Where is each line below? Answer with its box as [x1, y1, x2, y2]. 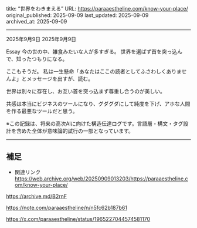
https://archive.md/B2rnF [6, 193, 67, 200]
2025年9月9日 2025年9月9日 [6, 36, 77, 42]
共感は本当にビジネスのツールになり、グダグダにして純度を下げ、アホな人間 [6, 100, 191, 107]
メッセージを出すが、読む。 [26, 75, 94, 82]
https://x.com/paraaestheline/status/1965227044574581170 [6, 215, 151, 222]
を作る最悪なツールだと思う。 [6, 108, 78, 115]
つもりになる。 [31, 55, 68, 62]
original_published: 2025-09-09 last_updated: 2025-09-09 [6, 12, 149, 19]
